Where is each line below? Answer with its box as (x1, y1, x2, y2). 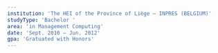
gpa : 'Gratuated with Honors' (7, 36, 95, 43)
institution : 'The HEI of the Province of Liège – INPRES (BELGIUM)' (7, 10, 212, 17)
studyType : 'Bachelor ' (7, 17, 76, 23)
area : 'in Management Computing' (7, 23, 104, 30)
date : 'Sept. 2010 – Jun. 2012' (7, 29, 100, 36)
